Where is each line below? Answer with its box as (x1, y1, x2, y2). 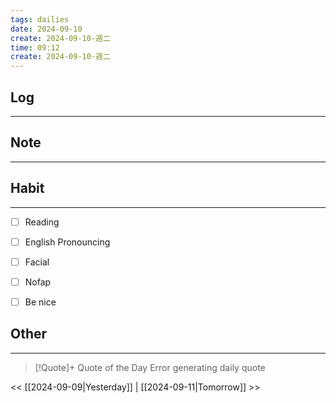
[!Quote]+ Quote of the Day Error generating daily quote (34, 361, 266, 373)
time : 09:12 (10, 42, 60, 53)
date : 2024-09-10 (10, 24, 83, 34)
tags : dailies (10, 14, 70, 25)
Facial (24, 256, 50, 268)
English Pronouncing (24, 236, 111, 248)
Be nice (24, 296, 57, 308)
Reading (24, 216, 60, 228)
